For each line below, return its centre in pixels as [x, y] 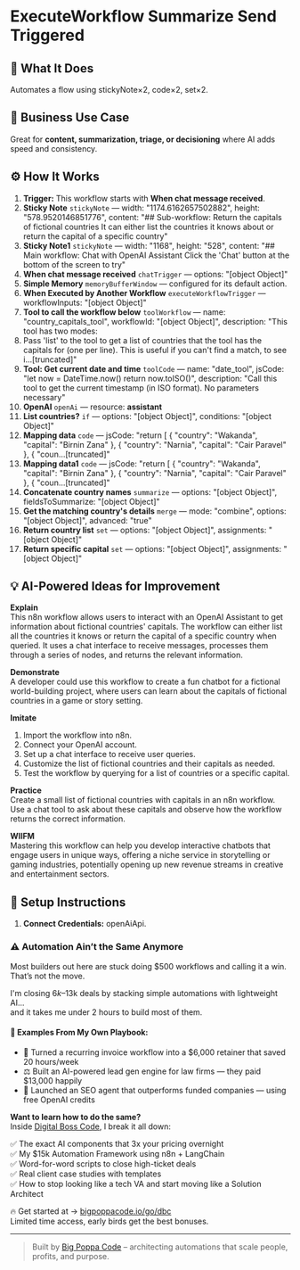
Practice [26, 790]
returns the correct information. [68, 819]
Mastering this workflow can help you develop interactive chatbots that [140, 845]
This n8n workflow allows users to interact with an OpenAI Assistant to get [147, 617]
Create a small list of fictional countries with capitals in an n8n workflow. [142, 800]
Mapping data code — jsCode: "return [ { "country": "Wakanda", [140, 435]
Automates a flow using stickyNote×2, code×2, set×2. [109, 90]
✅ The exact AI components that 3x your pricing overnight [117, 1143]
